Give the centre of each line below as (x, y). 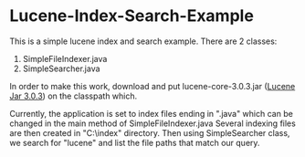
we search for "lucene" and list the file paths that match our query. (135, 142)
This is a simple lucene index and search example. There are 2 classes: (143, 41)
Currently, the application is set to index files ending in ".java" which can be (152, 113)
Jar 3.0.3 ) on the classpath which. (74, 96)
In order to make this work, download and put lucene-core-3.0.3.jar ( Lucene (152, 86)
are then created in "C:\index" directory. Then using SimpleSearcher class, (150, 132)
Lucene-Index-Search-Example (131, 16)
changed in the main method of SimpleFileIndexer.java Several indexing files (153, 123)
